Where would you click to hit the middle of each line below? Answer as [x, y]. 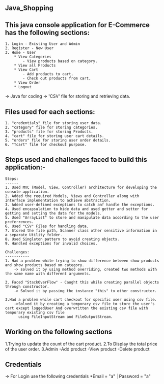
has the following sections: [47, 32]
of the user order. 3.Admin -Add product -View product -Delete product [77, 349]
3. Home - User [21, 53]
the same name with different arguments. [48, 274]
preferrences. [20, 222]
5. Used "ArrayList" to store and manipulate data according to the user [82, 217]
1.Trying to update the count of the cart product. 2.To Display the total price [81, 344]
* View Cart [26, 70]
